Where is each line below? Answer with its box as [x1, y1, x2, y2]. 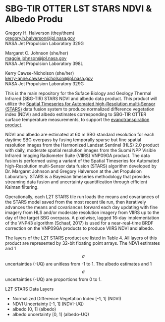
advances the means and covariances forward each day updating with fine [5, 204, 158, 210]
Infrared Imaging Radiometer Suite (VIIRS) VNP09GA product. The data [5, 152, 150, 159]
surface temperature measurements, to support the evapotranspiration [5, 116, 150, 122]
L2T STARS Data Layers [5, 286, 54, 292]
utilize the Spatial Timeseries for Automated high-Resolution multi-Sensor [5, 101, 156, 107]
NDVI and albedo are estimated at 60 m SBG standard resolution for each [5, 131, 155, 137]
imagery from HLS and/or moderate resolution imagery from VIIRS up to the [5, 209, 160, 215]
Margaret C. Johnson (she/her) [5, 50, 68, 56]
